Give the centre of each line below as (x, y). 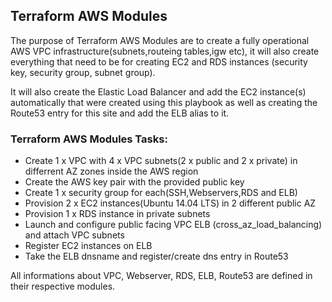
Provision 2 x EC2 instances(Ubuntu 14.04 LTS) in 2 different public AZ (170, 203)
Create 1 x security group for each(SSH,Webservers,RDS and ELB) (161, 193)
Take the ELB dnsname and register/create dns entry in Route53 (156, 256)
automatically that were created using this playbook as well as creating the (164, 102)
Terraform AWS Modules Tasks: (89, 139)
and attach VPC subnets (74, 235)
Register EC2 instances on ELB (88, 246)
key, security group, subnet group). (83, 72)
